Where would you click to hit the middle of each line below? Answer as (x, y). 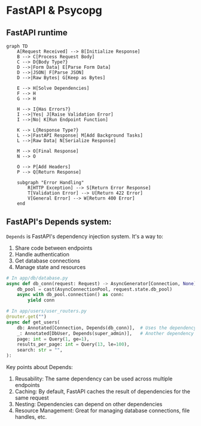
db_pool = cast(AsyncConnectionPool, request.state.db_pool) (95, 289)
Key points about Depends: (39, 367)
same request (32, 398)
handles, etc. (31, 417)
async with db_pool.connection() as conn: (71, 295)
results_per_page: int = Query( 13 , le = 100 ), (73, 345)
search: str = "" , (40, 350)
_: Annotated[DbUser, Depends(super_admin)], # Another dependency (106, 333)
